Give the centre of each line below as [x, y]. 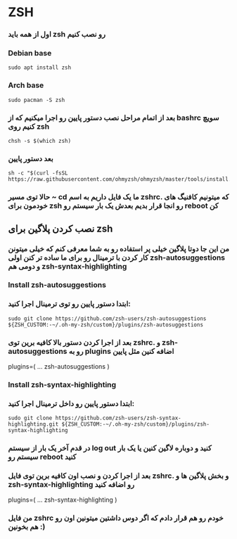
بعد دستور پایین [31, 158]
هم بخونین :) [27, 527]
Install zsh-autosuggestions [57, 285]
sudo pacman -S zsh [37, 100]
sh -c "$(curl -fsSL [38, 173]
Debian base [30, 53]
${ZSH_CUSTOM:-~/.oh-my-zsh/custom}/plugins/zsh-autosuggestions [105, 324]
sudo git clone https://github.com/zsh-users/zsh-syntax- [95, 418]
